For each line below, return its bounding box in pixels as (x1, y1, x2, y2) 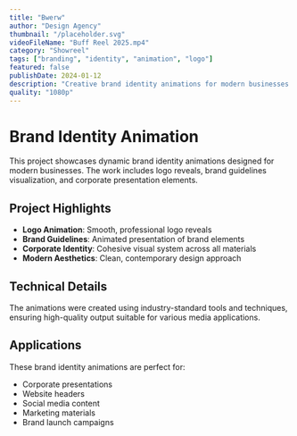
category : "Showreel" (9, 46, 90, 55)
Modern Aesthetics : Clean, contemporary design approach (21, 253, 242, 264)
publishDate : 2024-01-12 (9, 71, 102, 80)
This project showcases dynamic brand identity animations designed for (9, 155, 275, 166)
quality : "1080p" (9, 88, 74, 96)
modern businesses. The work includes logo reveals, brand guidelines (9, 165, 268, 176)
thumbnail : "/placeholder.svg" (9, 29, 126, 38)
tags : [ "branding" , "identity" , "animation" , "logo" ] (9, 54, 214, 63)
